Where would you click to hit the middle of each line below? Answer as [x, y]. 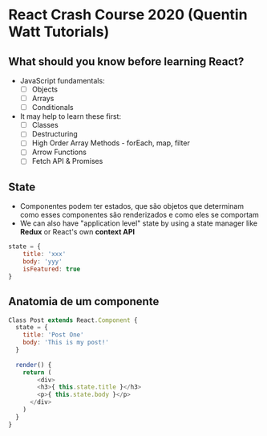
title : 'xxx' [44, 255]
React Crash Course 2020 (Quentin [128, 15]
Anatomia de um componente [84, 302]
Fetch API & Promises [67, 161]
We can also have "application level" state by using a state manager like [139, 223]
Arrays [43, 99]
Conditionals [53, 108]
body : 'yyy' [42, 262]
